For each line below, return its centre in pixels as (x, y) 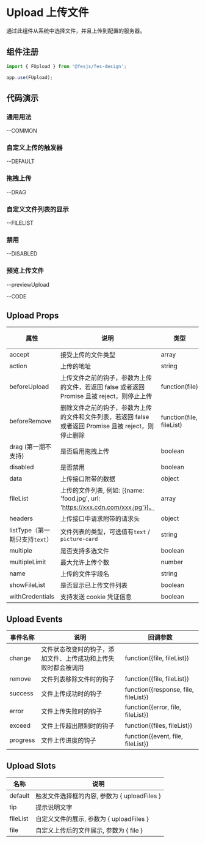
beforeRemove (31, 421)
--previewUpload (28, 284)
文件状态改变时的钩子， (74, 649)
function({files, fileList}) (159, 725)
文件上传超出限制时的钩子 (77, 726)
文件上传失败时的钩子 (71, 711)
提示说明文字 (54, 807)
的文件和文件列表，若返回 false (105, 417)
